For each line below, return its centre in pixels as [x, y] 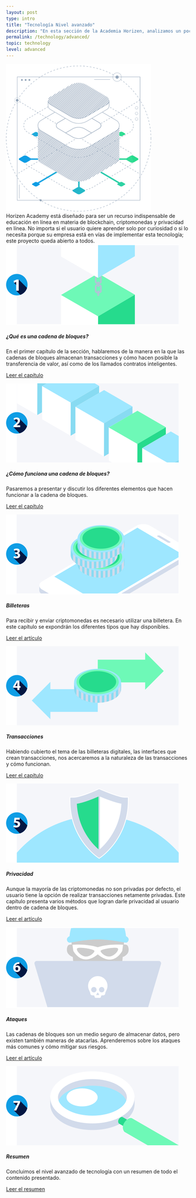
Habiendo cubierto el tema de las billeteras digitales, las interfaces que [91, 751]
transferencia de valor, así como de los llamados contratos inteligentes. [92, 364]
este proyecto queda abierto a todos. [50, 241]
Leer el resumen [26, 1189]
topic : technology [28, 43]
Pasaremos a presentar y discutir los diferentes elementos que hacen [90, 489]
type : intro [20, 18]
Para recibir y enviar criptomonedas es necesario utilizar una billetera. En [94, 620]
